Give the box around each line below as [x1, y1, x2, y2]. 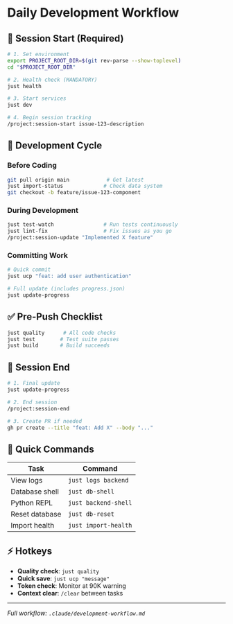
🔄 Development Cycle [7, 140, 103, 152]
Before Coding [7, 161, 58, 171]
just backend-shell [68, 499, 132, 507]
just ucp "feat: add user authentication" [7, 272, 132, 280]
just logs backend [68, 476, 129, 485]
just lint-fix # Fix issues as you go [7, 227, 172, 235]
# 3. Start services [7, 95, 67, 102]
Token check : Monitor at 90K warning [17, 582, 126, 590]
